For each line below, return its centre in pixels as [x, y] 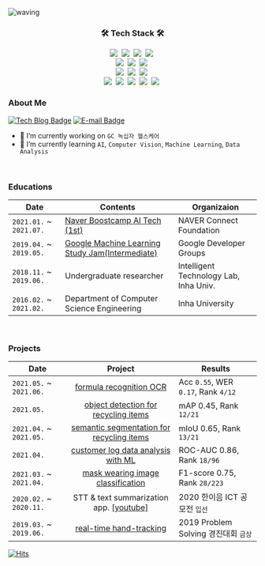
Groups [192, 253]
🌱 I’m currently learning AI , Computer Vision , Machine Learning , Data [130, 144]
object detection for [121, 405]
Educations [30, 187]
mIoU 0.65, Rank [210, 428]
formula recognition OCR [121, 387]
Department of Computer [111, 298]
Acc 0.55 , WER [206, 382]
